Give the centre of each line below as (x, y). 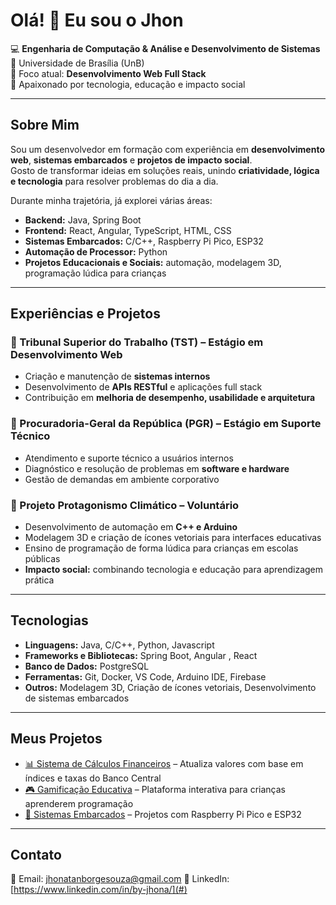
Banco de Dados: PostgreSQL (87, 666)
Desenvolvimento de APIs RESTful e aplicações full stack (143, 387)
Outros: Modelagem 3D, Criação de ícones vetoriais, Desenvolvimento (170, 687)
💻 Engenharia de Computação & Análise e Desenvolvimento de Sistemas (165, 48)
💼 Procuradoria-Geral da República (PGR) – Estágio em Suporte (166, 424)
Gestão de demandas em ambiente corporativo (122, 479)
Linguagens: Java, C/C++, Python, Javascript (119, 645)
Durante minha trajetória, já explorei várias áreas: (111, 200)
